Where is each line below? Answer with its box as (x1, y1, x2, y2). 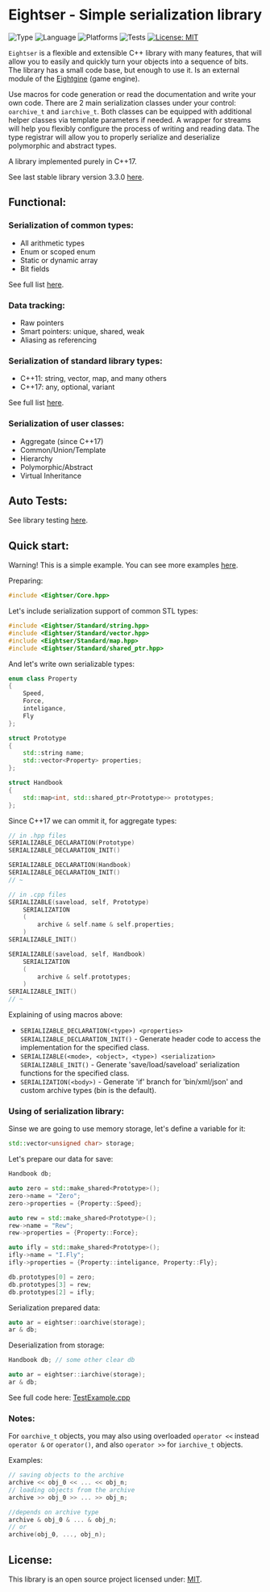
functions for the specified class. (19, 1068, 130, 1079)
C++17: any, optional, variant (19, 382, 115, 392)
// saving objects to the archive (8, 1471, 125, 1479)
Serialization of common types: (8, 220, 135, 231)
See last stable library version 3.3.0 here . (8, 172, 145, 182)
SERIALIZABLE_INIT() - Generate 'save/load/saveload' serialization (19, 1060, 240, 1070)
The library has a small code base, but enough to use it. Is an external (8, 65, 240, 74)
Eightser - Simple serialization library (8, 6, 262, 24)
